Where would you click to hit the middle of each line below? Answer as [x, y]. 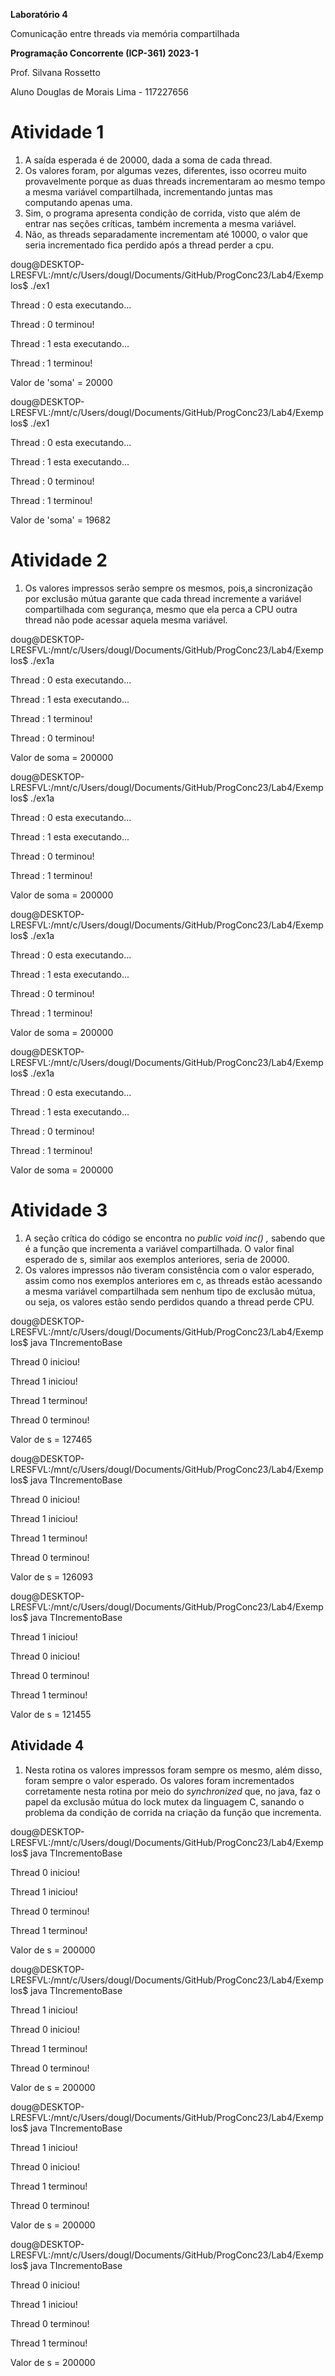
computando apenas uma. [78, 202]
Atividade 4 [47, 1745]
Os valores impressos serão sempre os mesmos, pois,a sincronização [168, 588]
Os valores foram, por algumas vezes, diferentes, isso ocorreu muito [165, 170]
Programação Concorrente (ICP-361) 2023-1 [104, 53]
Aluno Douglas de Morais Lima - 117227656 [99, 92]
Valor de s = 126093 [52, 1576]
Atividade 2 [59, 560]
